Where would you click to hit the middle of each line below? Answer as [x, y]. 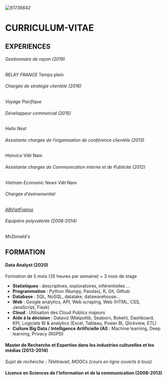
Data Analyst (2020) [27, 265]
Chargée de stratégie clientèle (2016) [43, 86]
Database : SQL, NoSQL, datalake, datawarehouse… [66, 296]
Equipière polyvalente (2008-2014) [41, 221]
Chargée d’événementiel [30, 194]
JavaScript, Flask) [31, 307]
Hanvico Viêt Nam [24, 156]
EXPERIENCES [28, 46]
